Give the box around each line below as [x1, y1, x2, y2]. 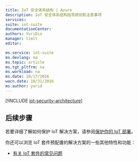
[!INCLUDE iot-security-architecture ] [5, 97, 83, 104]
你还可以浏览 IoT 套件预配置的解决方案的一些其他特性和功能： [5, 139, 136, 145]
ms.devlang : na [5, 55, 38, 60]
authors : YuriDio [5, 31, 43, 36]
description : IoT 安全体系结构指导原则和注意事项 [5, 12, 102, 17]
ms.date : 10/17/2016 [5, 74, 50, 79]
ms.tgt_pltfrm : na [5, 65, 45, 70]
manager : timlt [5, 36, 38, 42]
